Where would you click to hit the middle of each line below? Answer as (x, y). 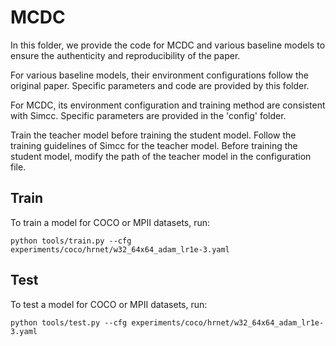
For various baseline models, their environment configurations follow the (159, 75)
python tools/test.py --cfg (69, 322)
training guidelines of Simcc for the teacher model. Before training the (154, 145)
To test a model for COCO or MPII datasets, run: (109, 304)
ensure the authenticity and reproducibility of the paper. (125, 55)
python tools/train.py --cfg (71, 241)
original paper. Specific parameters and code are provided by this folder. (160, 85)
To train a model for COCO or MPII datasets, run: (110, 222)
